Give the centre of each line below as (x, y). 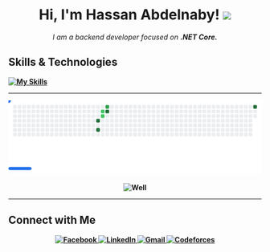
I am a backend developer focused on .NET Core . (135, 37)
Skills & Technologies (63, 62)
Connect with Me (52, 220)
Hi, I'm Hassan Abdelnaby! (129, 15)
